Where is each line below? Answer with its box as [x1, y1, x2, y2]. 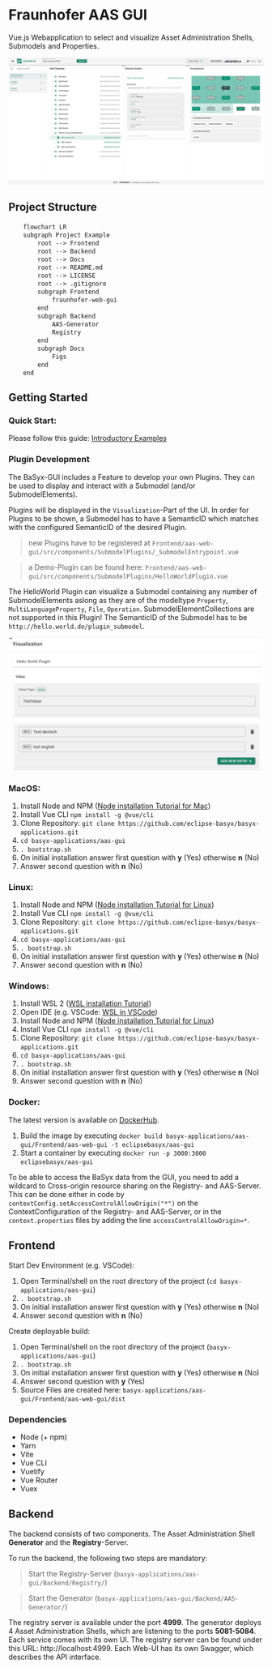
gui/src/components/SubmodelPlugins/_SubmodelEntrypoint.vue [28, 548, 240, 556]
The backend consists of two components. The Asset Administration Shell [8, 1529, 255, 1538]
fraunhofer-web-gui [51, 296, 117, 304]
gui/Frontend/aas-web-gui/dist [19, 1395, 126, 1403]
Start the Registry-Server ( [28, 1568, 117, 1578]
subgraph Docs [37, 344, 85, 353]
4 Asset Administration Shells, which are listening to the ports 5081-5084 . [8, 1626, 257, 1636]
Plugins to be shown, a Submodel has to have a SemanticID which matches [8, 513, 259, 524]
